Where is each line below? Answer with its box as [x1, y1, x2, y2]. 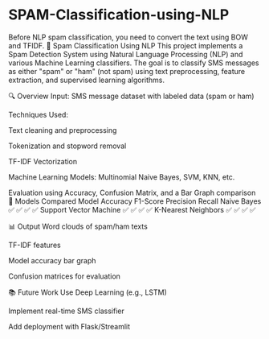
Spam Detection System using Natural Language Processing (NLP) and [8, 49, 243, 59]
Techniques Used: [8, 110, 68, 119]
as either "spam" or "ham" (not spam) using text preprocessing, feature [8, 66, 246, 76]
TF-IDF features [8, 240, 62, 250]
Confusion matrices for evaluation [8, 271, 120, 281]
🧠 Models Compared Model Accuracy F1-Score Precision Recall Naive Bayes [8, 196, 262, 206]
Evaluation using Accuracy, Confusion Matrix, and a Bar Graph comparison [8, 188, 256, 197]
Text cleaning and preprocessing [8, 125, 117, 134]
